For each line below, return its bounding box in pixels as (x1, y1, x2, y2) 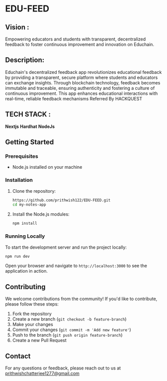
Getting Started (5, 138, 54, 146)
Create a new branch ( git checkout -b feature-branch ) (12, 316, 127, 322)
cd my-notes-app (12, 202, 46, 207)
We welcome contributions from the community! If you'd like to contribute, (5, 296, 158, 302)
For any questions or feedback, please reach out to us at (5, 365, 121, 371)
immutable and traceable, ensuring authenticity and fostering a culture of (5, 85, 155, 91)
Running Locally (5, 233, 45, 240)
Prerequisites (5, 153, 38, 160)
